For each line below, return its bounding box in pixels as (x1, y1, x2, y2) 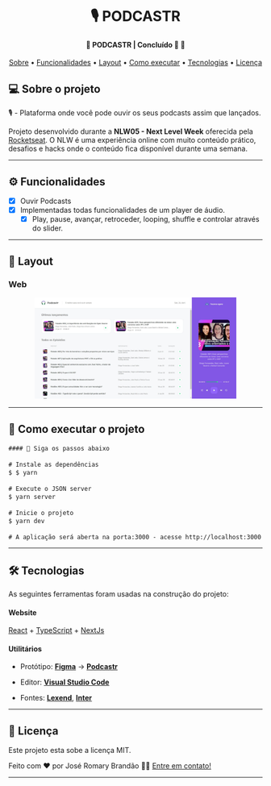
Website (8, 607, 37, 618)
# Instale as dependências (8, 461, 99, 469)
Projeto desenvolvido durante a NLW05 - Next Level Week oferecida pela (8, 127, 254, 136)
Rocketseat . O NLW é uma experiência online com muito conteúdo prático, (8, 135, 256, 145)
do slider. (31, 223, 63, 233)
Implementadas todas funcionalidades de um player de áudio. (19, 206, 226, 215)
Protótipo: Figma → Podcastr (19, 662, 119, 672)
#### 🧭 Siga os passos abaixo (8, 445, 110, 453)
